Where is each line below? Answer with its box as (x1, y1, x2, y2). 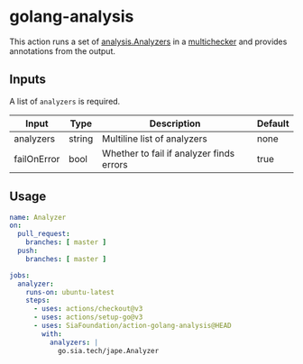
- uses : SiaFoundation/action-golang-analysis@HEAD (32, 322, 232, 331)
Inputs (9, 72, 47, 87)
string (69, 132, 94, 145)
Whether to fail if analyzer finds (102, 147, 235, 159)
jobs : (9, 270, 30, 280)
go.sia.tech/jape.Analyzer (57, 346, 160, 355)
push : (17, 246, 39, 256)
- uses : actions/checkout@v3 (32, 305, 143, 314)
